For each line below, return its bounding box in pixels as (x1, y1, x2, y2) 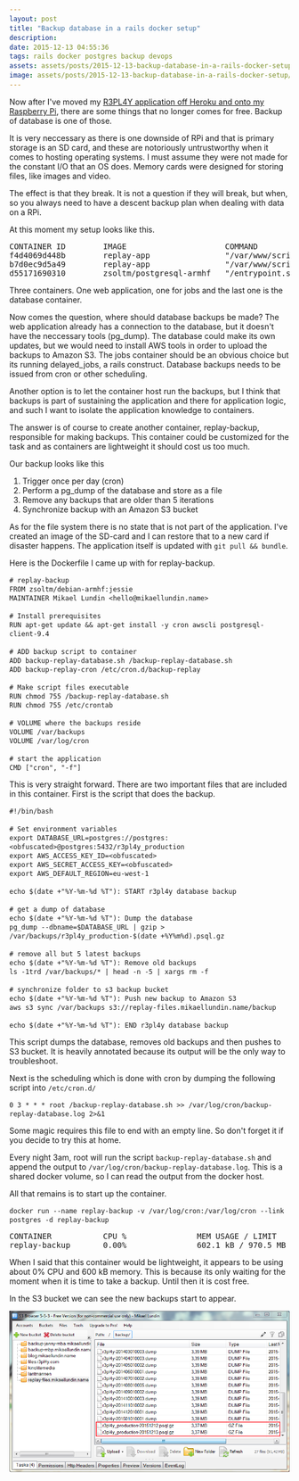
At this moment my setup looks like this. (9, 224, 156, 235)
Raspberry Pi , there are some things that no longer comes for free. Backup (9, 105, 283, 116)
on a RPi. (9, 206, 42, 218)
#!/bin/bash (9, 807, 53, 815)
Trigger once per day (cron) (21, 476, 125, 486)
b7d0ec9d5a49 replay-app (9, 259, 150, 269)
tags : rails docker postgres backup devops (9, 52, 174, 62)
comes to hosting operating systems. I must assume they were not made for (9, 152, 288, 162)
